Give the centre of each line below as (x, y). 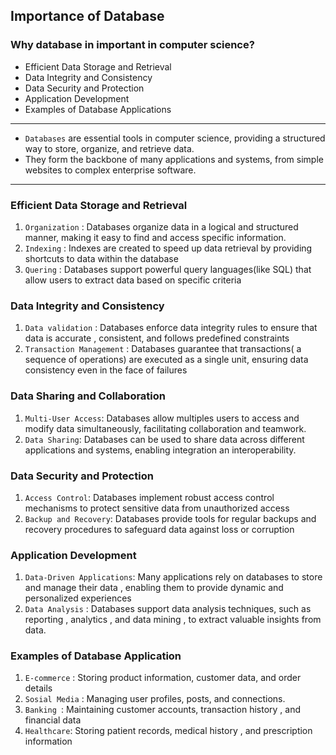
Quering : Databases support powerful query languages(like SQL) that (168, 269)
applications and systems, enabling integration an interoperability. (160, 450)
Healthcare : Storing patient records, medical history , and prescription (168, 731)
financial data (53, 720)
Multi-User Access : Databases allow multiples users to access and (162, 418)
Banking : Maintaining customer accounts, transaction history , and (162, 710)
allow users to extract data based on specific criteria (133, 280)
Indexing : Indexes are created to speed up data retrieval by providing (168, 248)
